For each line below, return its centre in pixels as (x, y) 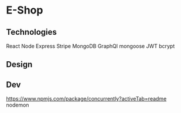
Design (19, 64)
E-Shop (25, 10)
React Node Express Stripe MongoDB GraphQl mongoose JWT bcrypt (90, 46)
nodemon (18, 105)
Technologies (32, 32)
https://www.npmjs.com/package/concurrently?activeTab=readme (86, 99)
